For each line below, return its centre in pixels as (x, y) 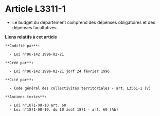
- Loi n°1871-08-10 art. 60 (38, 105)
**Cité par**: (19, 80)
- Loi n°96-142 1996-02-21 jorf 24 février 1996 (60, 71)
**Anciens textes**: (26, 97)
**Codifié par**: (23, 46)
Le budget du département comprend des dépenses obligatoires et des (84, 22)
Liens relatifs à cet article (31, 37)
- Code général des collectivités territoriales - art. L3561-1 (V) (80, 88)
